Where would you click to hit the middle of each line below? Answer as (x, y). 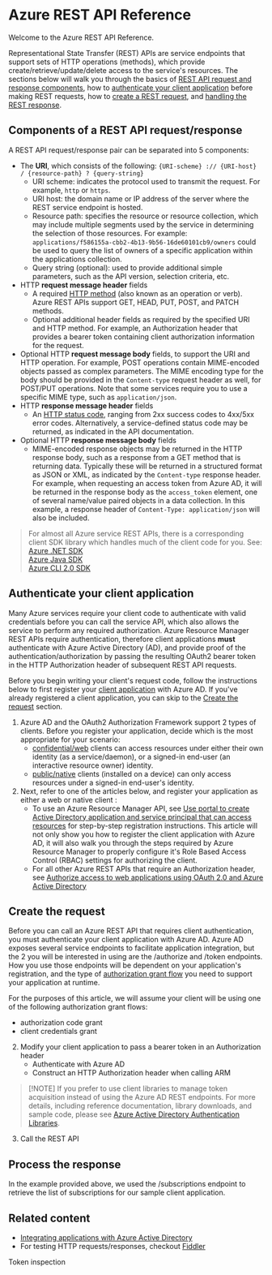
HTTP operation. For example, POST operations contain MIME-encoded (140, 362)
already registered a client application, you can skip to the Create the (123, 698)
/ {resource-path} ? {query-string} (82, 173)
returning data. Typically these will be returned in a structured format (147, 466)
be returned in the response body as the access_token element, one (144, 492)
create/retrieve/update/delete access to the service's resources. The (123, 70)
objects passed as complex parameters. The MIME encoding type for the (142, 371)
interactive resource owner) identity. (93, 765)
